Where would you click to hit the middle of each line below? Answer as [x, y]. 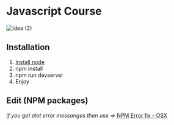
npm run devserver [39, 75]
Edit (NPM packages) [47, 101]
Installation [28, 47]
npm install [29, 68]
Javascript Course [54, 11]
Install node [30, 62]
